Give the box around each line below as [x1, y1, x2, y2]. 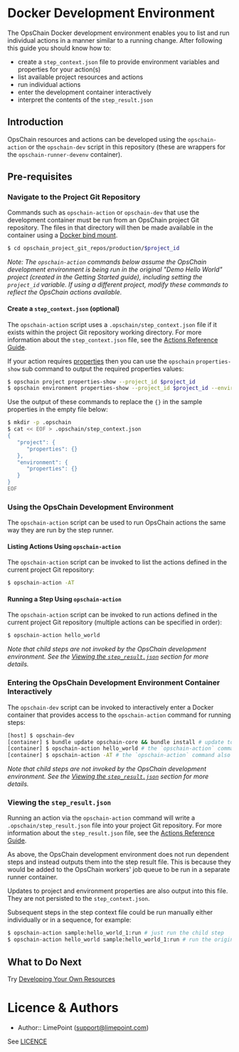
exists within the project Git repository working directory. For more [7, 328, 202, 336]
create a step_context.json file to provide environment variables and [17, 57, 220, 66]
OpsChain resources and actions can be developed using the [7, 135, 186, 143]
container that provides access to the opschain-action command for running [7, 711, 231, 719]
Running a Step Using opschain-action [7, 594, 122, 603]
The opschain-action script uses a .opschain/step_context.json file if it [7, 320, 217, 329]
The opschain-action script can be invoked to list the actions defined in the [7, 558, 228, 567]
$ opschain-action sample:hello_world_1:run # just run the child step [7, 929, 224, 937]
